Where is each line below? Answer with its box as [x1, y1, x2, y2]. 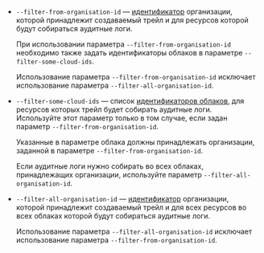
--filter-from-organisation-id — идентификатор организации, [15, 7, 233, 16]
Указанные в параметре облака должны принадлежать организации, [15, 137, 255, 147]
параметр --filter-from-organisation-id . [15, 122, 159, 131]
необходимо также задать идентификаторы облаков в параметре [15, 48, 243, 57]
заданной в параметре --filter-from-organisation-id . [15, 146, 204, 155]
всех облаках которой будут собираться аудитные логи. [15, 211, 211, 220]
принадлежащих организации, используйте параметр [15, 170, 203, 179]
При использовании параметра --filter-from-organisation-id [15, 39, 232, 49]
